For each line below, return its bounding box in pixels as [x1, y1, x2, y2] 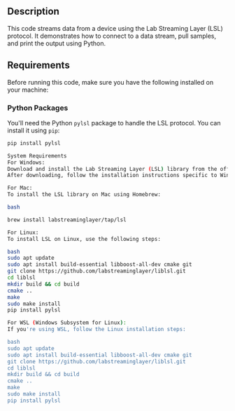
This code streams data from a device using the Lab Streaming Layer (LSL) [7, 24, 224, 32]
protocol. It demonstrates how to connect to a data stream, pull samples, [7, 32, 217, 40]
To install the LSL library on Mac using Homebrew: [7, 191, 161, 198]
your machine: [7, 85, 49, 94]
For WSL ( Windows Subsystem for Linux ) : [7, 319, 127, 326]
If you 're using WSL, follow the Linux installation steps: [7, 326, 187, 333]
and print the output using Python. [7, 39, 106, 48]
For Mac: [7, 185, 33, 192]
